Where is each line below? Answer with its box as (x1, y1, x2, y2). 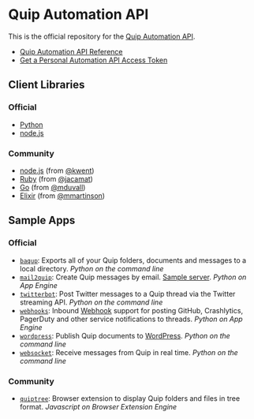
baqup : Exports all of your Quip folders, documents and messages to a (19, 255, 247, 265)
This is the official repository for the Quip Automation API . (8, 32, 196, 41)
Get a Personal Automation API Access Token (19, 55, 168, 65)
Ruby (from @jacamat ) (19, 174, 93, 183)
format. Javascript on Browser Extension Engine (19, 402, 177, 411)
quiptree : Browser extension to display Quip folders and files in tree (19, 393, 241, 403)
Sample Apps (8, 214, 76, 227)
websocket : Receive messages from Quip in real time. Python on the (19, 347, 238, 357)
